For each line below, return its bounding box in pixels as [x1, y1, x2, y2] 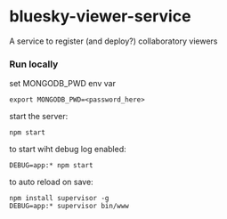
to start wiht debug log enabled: [9, 144, 126, 155]
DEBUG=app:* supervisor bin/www [9, 202, 129, 211]
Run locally [9, 58, 59, 70]
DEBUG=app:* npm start [9, 161, 93, 170]
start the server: [9, 111, 69, 122]
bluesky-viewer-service [9, 6, 191, 27]
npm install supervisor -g [9, 194, 109, 203]
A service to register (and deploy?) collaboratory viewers [9, 36, 218, 46]
